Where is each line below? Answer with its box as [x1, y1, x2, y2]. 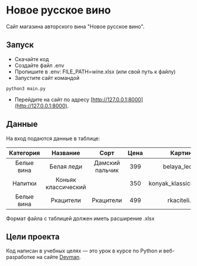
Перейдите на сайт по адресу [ [14, 96, 93, 103]
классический [46, 183, 86, 191]
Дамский [93, 159, 120, 167]
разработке [6, 254, 35, 261]
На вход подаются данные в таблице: [6, 134, 100, 142]
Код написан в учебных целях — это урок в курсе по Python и [6, 247, 162, 254]
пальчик [95, 166, 119, 174]
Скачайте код [14, 55, 49, 62]
